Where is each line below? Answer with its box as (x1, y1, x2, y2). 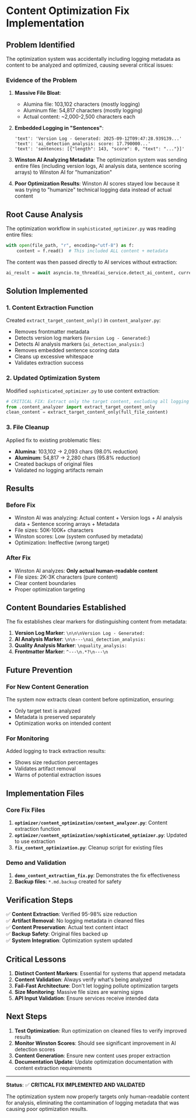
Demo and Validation (6, 859, 66, 867)
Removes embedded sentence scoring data (14, 347, 120, 354)
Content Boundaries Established (6, 603, 127, 613)
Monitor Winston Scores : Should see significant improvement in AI (14, 1040, 176, 1047)
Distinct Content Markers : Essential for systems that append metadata (14, 970, 185, 977)
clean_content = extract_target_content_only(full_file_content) (6, 410, 168, 415)
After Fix (6, 554, 31, 562)
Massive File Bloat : (14, 90, 61, 97)
